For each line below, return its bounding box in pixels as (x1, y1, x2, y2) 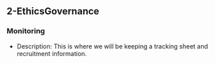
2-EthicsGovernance (6, 6, 99, 17)
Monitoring (6, 26, 46, 36)
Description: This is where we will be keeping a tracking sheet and (16, 42, 208, 51)
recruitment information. (16, 49, 87, 57)
